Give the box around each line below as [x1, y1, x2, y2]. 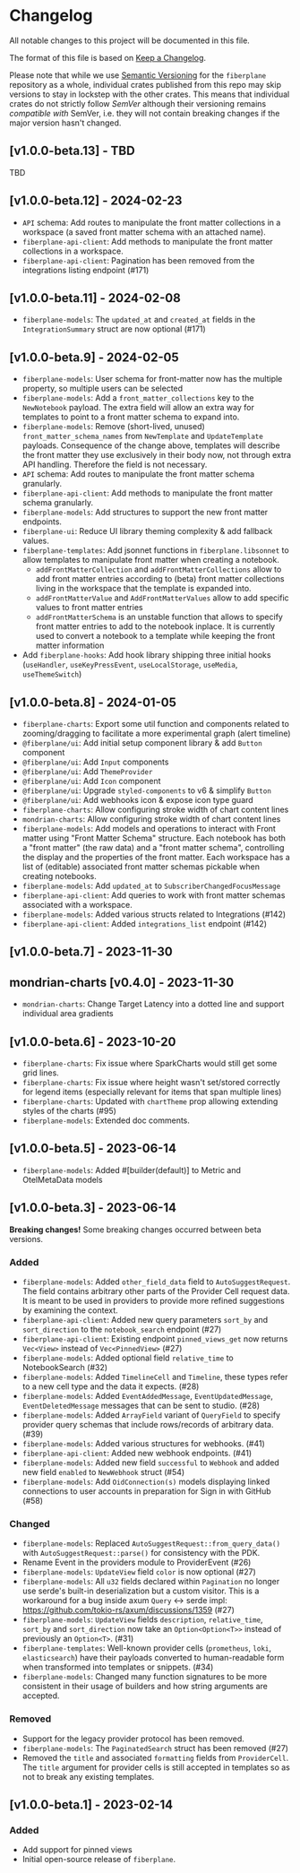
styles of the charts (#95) [21, 1106, 116, 1117]
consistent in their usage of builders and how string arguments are [21, 1681, 269, 1692]
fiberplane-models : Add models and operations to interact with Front [21, 824, 276, 833]
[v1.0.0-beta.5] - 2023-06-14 [9, 1141, 177, 1156]
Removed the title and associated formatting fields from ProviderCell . [21, 1752, 289, 1763]
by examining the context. [21, 1305, 118, 1316]
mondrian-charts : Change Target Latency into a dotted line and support [21, 998, 285, 1009]
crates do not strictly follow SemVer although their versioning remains [9, 98, 267, 108]
